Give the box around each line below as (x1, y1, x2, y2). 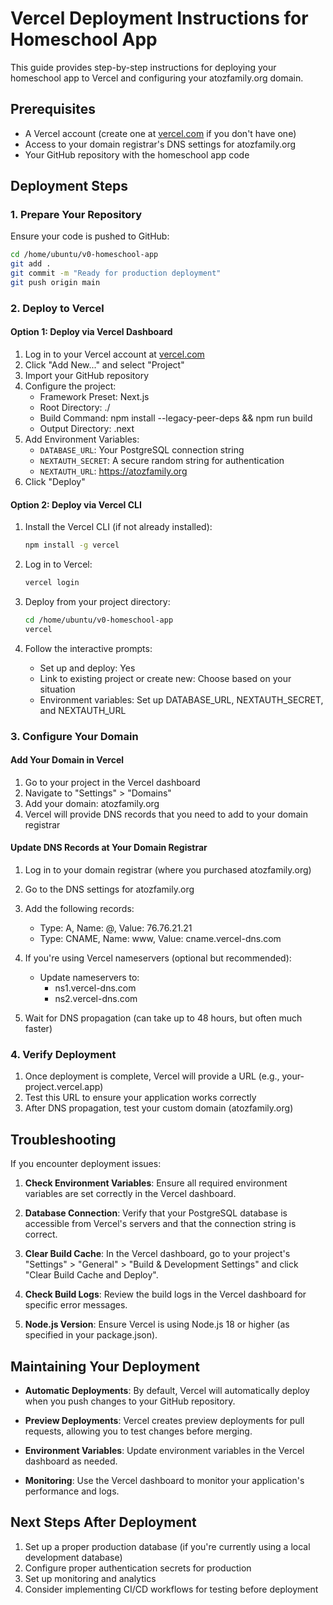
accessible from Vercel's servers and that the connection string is (24, 1218, 297, 1230)
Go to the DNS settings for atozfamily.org (24, 883, 195, 896)
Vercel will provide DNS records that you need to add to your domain (24, 808, 309, 820)
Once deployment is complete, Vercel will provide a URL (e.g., (24, 1070, 280, 1082)
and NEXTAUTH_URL (39, 704, 127, 716)
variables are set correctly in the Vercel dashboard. (24, 1188, 237, 1200)
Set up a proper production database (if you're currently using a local (24, 1540, 311, 1552)
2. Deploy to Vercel (10, 301, 105, 315)
